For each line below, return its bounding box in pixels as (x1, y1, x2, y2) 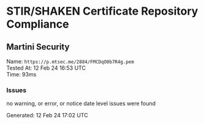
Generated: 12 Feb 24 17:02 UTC (6, 112, 88, 119)
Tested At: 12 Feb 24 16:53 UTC (6, 64, 86, 71)
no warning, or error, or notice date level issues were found (6, 100, 156, 108)
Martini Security (6, 42, 70, 52)
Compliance (6, 17, 69, 31)
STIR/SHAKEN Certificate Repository (6, 4, 198, 18)
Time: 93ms (6, 71, 37, 78)
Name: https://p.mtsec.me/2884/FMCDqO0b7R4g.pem (6, 58, 135, 65)
